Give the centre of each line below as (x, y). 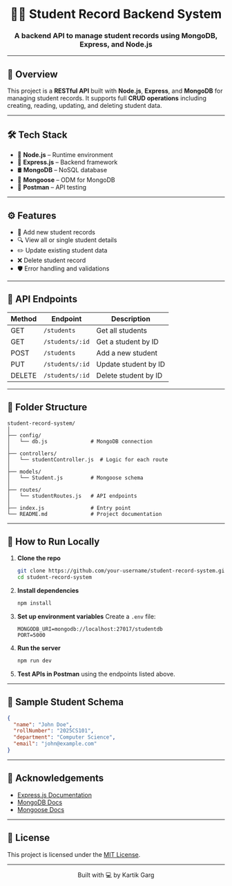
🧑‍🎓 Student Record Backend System (116, 14)
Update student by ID (131, 364)
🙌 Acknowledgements (56, 778)
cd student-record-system (54, 578)
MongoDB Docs (40, 802)
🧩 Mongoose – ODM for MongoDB (66, 180)
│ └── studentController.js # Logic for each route (88, 459)
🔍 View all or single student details (67, 240)
